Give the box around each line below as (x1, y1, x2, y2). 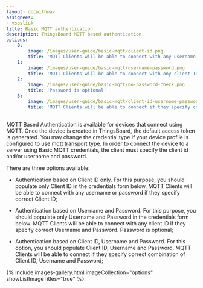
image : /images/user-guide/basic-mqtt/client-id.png (28, 48, 164, 54)
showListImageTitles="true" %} (6, 275, 85, 282)
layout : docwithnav (6, 8, 56, 15)
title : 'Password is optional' (28, 87, 107, 93)
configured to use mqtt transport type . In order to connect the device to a (6, 140, 189, 147)
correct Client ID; (14, 195, 58, 202)
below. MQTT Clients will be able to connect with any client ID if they (14, 219, 186, 227)
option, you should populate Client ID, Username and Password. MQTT (14, 244, 192, 251)
